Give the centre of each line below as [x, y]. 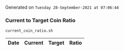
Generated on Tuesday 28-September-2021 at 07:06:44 [62, 7]
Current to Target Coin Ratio [40, 20]
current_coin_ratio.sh [29, 31]
